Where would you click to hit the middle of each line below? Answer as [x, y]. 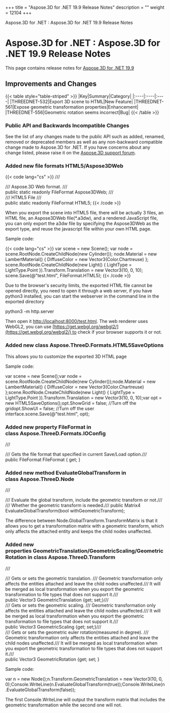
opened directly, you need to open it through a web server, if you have [79, 291]
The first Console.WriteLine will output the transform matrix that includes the [85, 699]
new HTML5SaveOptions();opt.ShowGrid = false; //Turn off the [71, 403]
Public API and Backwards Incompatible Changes [67, 125]
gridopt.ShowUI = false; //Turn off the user [50, 408]
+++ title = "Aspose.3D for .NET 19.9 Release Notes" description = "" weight [85, 7]
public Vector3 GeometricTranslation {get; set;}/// [57, 600]
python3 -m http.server [30, 311]
